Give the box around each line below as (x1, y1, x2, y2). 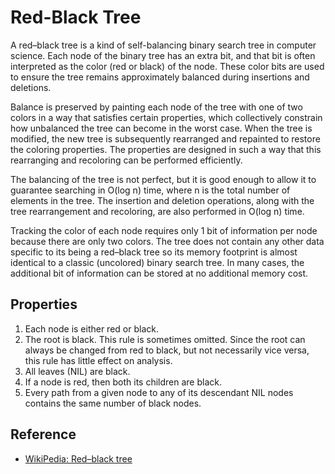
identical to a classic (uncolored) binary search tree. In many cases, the (10, 256, 305, 268)
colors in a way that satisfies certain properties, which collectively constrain (10, 111, 323, 123)
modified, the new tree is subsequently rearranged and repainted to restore (10, 132, 321, 145)
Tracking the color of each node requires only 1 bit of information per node (10, 224, 318, 236)
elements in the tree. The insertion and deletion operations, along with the (10, 194, 315, 206)
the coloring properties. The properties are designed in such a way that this (10, 143, 322, 155)
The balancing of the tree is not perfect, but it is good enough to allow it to (10, 173, 317, 185)
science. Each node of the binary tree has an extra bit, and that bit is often (10, 49, 316, 61)
